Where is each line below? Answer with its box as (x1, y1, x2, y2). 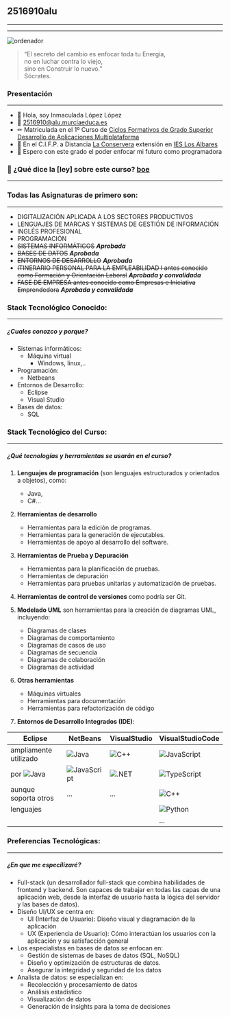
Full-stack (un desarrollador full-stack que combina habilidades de (16, 878, 205, 887)
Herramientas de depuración (27, 572, 109, 580)
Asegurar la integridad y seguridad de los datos (27, 965, 162, 974)
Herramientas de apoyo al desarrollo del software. (27, 538, 169, 547)
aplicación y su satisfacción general (27, 937, 129, 945)
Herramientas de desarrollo (16, 510, 97, 518)
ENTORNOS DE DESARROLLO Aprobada (16, 256, 133, 264)
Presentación (7, 89, 53, 98)
